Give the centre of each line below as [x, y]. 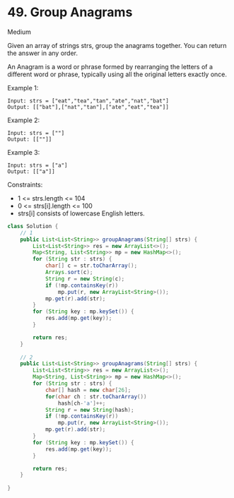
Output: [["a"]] [31, 171]
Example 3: [24, 152]
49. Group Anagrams [70, 12]
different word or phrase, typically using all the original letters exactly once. [117, 74]
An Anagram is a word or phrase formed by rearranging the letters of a [110, 66]
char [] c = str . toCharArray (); [91, 266]
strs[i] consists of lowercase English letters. [81, 213]
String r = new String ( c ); [85, 279]
